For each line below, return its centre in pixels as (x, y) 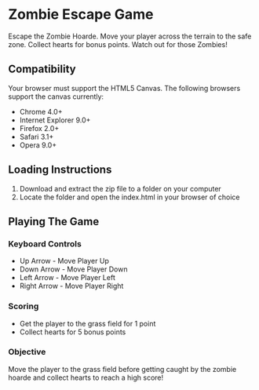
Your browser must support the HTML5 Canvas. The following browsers (124, 88)
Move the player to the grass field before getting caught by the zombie (122, 369)
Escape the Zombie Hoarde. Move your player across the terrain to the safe (130, 36)
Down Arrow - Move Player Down (73, 269)
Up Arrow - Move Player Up (64, 261)
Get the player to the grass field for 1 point (88, 323)
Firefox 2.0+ (39, 128)
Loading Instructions (60, 170)
